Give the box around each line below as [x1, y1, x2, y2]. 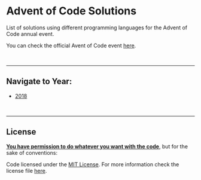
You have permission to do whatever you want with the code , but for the [6, 142, 188, 150]
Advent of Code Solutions [6, 4, 136, 18]
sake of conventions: [6, 149, 58, 156]
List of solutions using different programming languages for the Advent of [6, 24, 188, 31]
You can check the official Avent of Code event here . [6, 42, 136, 49]
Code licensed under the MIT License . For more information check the [6, 160, 179, 168]
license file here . [6, 167, 47, 174]
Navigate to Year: [6, 77, 72, 87]
